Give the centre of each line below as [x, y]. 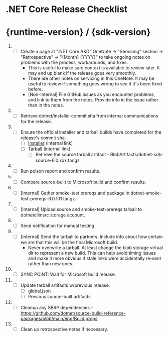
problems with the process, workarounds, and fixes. [74, 63]
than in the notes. [46, 105]
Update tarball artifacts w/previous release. [65, 285]
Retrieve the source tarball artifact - [72, 155]
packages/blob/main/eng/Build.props [59, 319]
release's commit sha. [43, 138]
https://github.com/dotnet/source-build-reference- [73, 313]
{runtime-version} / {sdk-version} [78, 32]
